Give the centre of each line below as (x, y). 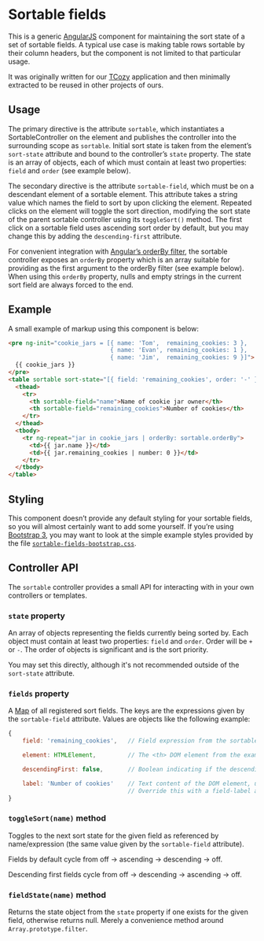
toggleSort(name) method (57, 818)
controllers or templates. (48, 595)
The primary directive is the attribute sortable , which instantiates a (116, 128)
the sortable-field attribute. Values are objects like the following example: (129, 719)
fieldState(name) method (57, 895)
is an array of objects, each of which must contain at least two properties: (128, 162)
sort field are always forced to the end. (71, 284)
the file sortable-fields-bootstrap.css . (72, 543)
